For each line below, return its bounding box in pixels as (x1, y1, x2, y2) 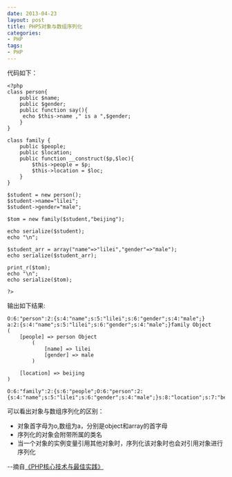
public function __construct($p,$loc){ (19, 155, 135, 162)
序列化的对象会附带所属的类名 (17, 430, 102, 438)
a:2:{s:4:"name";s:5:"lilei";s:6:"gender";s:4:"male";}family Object (7, 321, 212, 328)
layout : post (7, 17, 45, 24)
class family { (7, 136, 51, 144)
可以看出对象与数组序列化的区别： (7, 406, 104, 415)
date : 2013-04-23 (7, 10, 57, 17)
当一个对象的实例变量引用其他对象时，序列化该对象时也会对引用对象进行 (17, 439, 223, 447)
